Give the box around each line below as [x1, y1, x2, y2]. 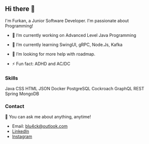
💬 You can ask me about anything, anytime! [5, 114, 91, 120]
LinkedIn [12, 128, 29, 134]
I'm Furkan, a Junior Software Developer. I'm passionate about [5, 17, 129, 23]
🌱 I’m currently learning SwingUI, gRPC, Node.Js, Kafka [12, 42, 123, 48]
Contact [5, 103, 25, 110]
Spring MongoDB [5, 91, 40, 97]
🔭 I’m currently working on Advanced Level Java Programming [12, 32, 136, 38]
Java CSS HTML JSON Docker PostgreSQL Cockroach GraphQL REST [5, 86, 145, 92]
